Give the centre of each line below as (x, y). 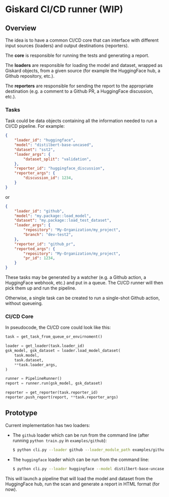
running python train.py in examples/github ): (60, 440)
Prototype (21, 413)
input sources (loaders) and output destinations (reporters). (67, 46)
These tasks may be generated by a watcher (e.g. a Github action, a (76, 277)
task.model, (27, 355)
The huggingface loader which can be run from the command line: (81, 459)
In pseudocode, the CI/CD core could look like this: (58, 328)
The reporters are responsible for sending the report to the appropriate (79, 86)
